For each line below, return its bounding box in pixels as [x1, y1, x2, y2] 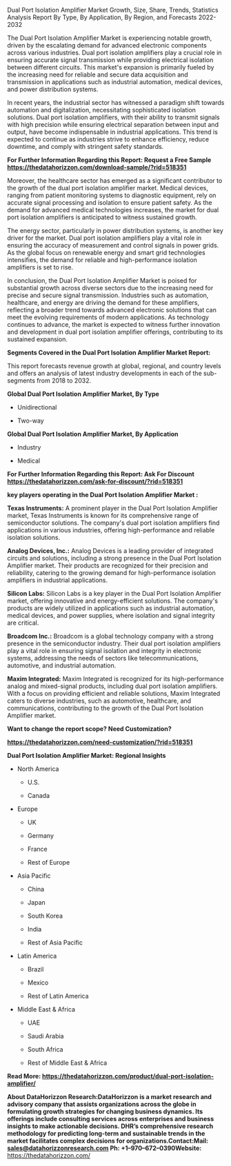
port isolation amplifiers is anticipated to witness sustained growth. [7, 213, 198, 221]
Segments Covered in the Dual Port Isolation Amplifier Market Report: [7, 348, 211, 356]
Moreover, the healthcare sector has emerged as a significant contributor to [7, 177, 223, 185]
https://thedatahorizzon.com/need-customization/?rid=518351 [7, 738, 193, 746]
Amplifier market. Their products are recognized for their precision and [7, 561, 208, 570]
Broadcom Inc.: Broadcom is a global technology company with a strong [7, 632, 214, 640]
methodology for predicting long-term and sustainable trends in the [7, 1129, 205, 1137]
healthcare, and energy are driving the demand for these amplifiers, [7, 299, 200, 306]
